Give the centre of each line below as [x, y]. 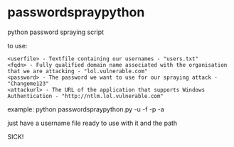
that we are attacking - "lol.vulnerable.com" [78, 71]
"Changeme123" [28, 83]
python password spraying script [56, 32]
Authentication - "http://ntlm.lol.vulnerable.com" [85, 96]
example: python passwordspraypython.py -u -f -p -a [86, 109]
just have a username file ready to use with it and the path [92, 123]
